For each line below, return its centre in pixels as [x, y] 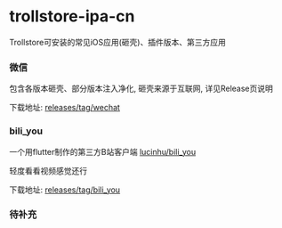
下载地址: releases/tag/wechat [64, 108]
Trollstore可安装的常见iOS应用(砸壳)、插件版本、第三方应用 [118, 42]
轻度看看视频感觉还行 [48, 170]
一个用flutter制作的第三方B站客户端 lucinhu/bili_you [103, 151]
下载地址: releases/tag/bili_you [65, 190]
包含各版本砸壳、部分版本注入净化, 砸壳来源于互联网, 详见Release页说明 [141, 89]
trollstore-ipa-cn [72, 16]
